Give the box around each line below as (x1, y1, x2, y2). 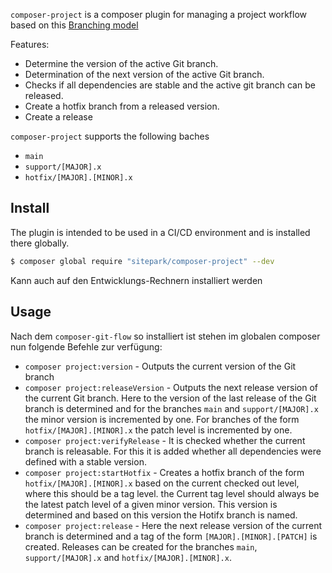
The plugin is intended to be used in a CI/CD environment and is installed (10, 226, 311, 238)
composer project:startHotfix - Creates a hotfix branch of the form (24, 466, 305, 478)
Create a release (24, 111, 93, 123)
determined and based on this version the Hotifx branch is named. (24, 509, 298, 521)
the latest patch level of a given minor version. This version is (24, 498, 278, 510)
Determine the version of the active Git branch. (24, 58, 219, 69)
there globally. (10, 237, 70, 249)
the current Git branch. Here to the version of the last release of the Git (24, 392, 317, 404)
